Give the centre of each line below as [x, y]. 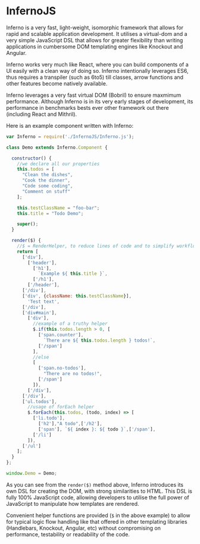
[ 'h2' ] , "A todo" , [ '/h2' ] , [70, 424]
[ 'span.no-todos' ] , [62, 368]
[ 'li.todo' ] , [49, 418]
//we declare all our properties [58, 164]
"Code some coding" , [47, 186]
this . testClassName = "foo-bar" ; [58, 208]
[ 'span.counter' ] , [61, 335]
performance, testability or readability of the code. [68, 534]
